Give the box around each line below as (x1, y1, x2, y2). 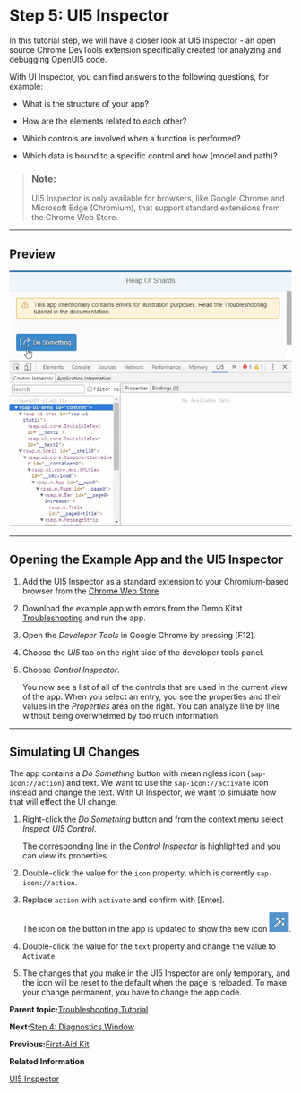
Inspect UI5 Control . (21, 824, 97, 834)
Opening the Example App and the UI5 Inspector (9, 552, 284, 568)
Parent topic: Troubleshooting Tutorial (9, 1004, 149, 1015)
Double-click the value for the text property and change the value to (21, 941, 276, 952)
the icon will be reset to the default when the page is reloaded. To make (21, 978, 288, 988)
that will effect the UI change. (9, 797, 118, 807)
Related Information (9, 1056, 85, 1067)
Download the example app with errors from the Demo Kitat (21, 602, 243, 613)
